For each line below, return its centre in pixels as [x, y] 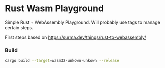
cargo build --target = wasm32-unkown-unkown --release [62, 61]
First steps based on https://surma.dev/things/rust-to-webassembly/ [76, 37]
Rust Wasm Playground [54, 9]
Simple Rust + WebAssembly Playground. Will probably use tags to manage [83, 22]
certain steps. [19, 27]
